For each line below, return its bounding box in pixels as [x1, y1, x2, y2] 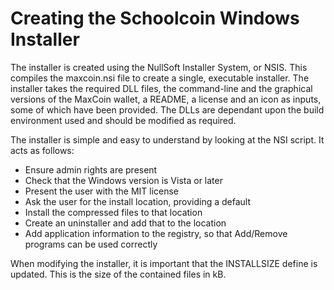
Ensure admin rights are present [24, 163, 158, 176]
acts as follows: [10, 144, 75, 156]
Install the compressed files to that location [24, 206, 203, 218]
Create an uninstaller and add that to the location [24, 217, 227, 229]
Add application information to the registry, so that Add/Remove [24, 227, 288, 239]
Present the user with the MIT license [24, 185, 180, 197]
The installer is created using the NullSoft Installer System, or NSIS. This [10, 61, 308, 73]
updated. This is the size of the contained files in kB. [10, 268, 227, 280]
